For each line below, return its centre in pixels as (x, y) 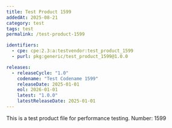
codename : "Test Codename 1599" (58, 78)
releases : (19, 67)
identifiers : (23, 45)
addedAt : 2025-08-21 (32, 18)
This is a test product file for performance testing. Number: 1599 (86, 118)
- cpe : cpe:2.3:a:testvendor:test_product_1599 (73, 51)
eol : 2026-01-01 (38, 90)
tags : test (20, 29)
